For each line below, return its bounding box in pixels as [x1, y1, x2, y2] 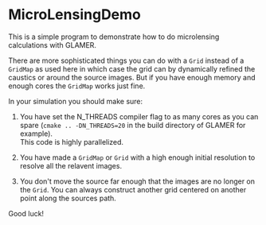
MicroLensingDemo [8, 6, 141, 24]
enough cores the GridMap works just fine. [8, 81, 146, 91]
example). [19, 129, 53, 138]
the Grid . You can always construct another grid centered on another [19, 184, 247, 194]
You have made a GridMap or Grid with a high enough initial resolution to [19, 153, 256, 162]
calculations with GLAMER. [8, 40, 97, 49]
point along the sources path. [19, 193, 117, 203]
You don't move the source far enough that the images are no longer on [19, 177, 256, 186]
